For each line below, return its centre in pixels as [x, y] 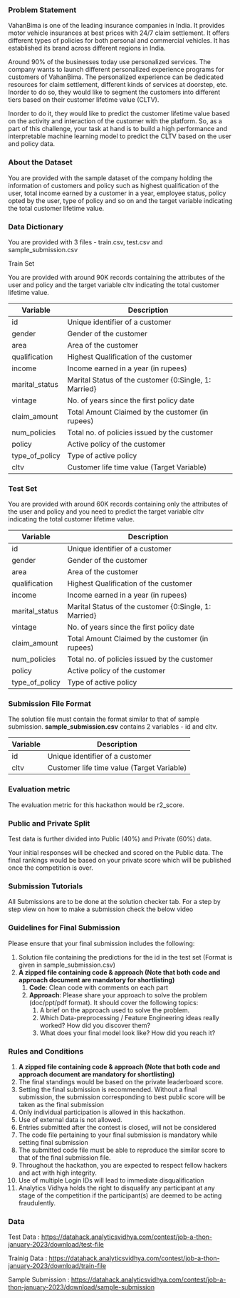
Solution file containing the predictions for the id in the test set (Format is [125, 957]
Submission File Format [49, 704]
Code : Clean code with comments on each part [99, 987]
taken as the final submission [61, 1104]
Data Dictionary [36, 227]
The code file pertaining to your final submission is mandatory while [118, 1135]
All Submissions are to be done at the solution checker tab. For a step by [115, 902]
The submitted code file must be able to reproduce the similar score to [122, 1150]
